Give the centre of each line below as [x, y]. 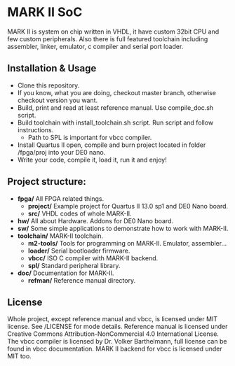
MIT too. [19, 356]
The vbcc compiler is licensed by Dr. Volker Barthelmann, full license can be [117, 342]
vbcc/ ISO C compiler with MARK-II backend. [93, 258]
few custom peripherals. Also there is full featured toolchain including [108, 38]
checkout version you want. [58, 100]
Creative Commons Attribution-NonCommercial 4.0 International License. [113, 334]
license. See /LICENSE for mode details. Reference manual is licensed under [117, 327]
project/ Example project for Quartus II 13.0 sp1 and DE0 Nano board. [128, 206]
